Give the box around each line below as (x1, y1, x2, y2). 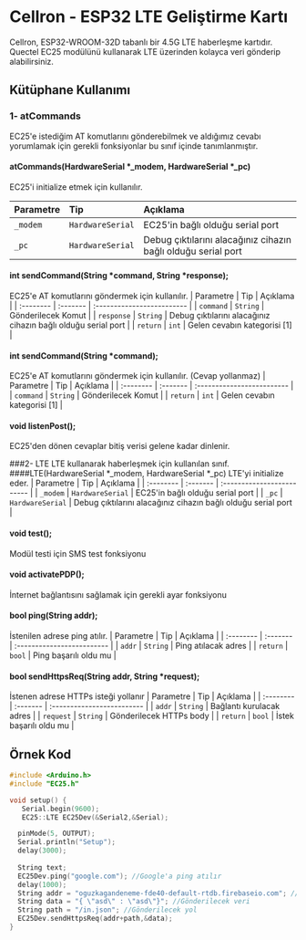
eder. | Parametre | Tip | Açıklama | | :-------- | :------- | (9, 477, 219, 489)
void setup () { (9, 796, 67, 805)
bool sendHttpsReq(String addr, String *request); (9, 671, 200, 682)
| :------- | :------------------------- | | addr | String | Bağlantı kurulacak (9, 701, 280, 712)
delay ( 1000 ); (17, 880, 67, 889)
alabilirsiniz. (9, 56, 55, 67)
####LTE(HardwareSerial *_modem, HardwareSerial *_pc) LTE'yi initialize (9, 468, 284, 479)
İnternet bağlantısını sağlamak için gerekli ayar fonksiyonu (9, 589, 228, 600)
